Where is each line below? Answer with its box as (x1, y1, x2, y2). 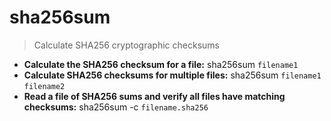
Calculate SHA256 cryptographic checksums (33, 39, 220, 51)
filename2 (23, 81, 66, 91)
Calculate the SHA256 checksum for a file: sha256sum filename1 (23, 58, 299, 70)
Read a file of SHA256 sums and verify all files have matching (23, 90, 286, 102)
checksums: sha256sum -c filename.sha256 (23, 101, 209, 113)
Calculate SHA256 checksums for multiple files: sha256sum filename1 (23, 69, 322, 81)
